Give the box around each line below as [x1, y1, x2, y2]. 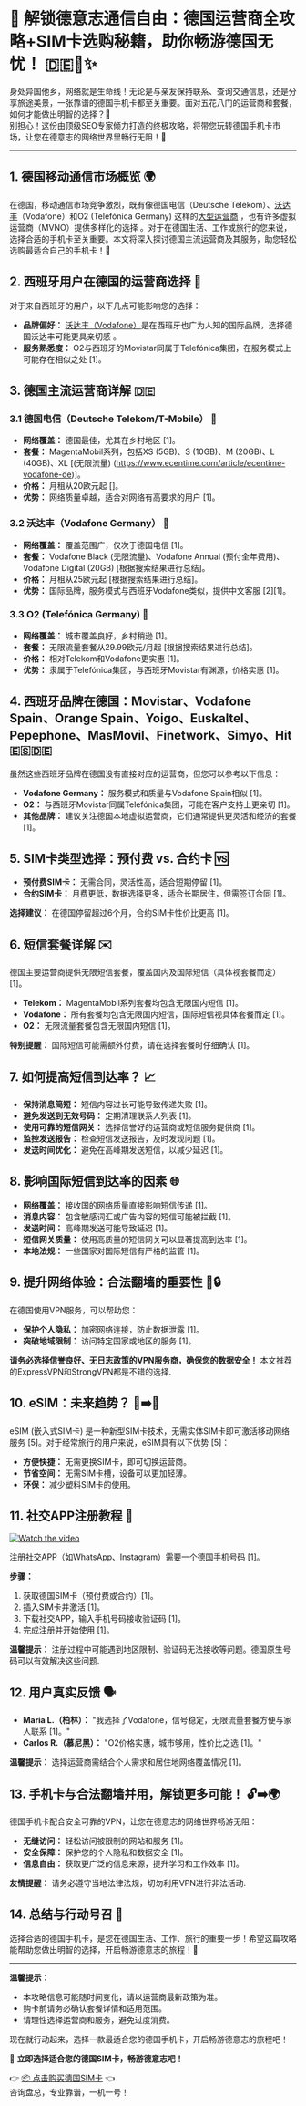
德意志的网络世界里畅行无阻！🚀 [48, 131, 167, 142]
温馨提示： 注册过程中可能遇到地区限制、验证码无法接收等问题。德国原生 [9, 1644, 283, 1655]
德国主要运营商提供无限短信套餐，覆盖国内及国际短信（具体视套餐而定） [9, 967, 280, 978]
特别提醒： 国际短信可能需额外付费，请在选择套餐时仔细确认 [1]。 [9, 1040, 255, 1051]
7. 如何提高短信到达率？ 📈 [9, 1069, 157, 1084]
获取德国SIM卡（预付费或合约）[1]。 [22, 1591, 159, 1602]
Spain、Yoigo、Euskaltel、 [99, 711, 257, 726]
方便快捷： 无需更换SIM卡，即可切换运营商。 [22, 1456, 192, 1467]
